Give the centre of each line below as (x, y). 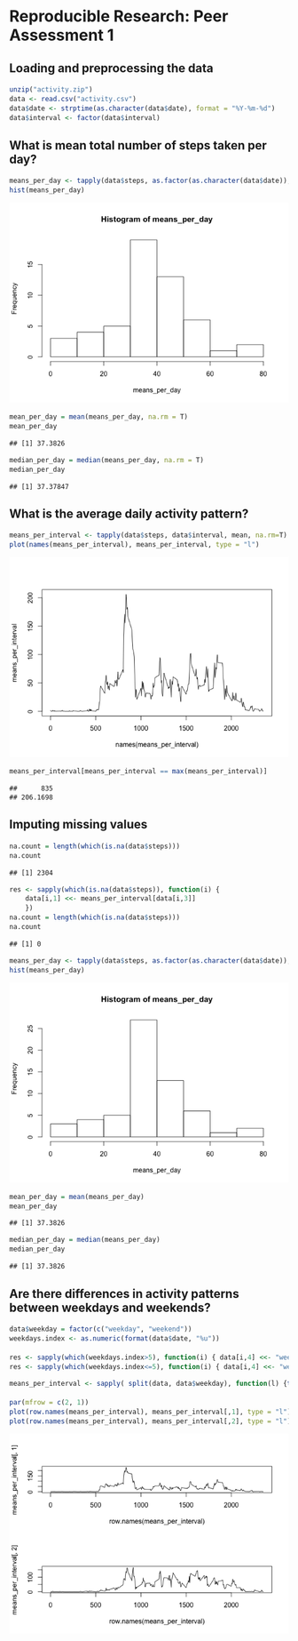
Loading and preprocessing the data (111, 68)
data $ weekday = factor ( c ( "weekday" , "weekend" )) (101, 1329)
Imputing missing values (78, 825)
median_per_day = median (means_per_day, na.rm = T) (106, 460)
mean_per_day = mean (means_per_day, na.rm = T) (99, 417)
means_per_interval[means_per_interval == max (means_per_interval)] (138, 772)
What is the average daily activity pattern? (129, 513)
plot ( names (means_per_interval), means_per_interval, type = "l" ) (134, 545)
